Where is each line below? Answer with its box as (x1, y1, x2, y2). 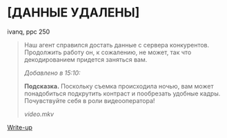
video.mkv (23, 110, 54, 118)
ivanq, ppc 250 (7, 27, 50, 36)
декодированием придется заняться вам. (23, 55, 148, 63)
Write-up (7, 123, 33, 131)
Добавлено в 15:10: (23, 69, 81, 77)
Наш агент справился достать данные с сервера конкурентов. (23, 41, 210, 49)
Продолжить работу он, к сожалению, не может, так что (23, 48, 192, 56)
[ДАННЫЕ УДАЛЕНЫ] (7, 5, 140, 21)
